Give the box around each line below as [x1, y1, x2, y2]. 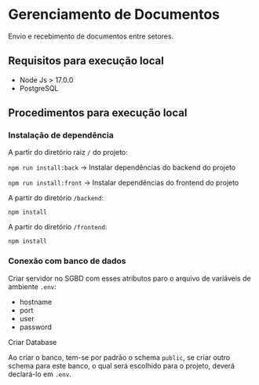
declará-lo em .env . [8, 369, 72, 379]
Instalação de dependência [8, 130, 114, 141]
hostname [19, 297, 53, 306]
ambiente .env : [8, 281, 57, 291]
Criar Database [8, 337, 57, 346]
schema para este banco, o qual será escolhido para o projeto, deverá [8, 361, 235, 370]
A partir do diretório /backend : [8, 193, 104, 203]
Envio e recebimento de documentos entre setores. [8, 31, 174, 41]
